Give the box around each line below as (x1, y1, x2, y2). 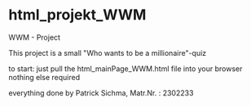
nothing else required (8, 72, 80, 82)
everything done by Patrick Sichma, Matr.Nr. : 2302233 (8, 87, 194, 98)
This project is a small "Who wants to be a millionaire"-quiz (8, 48, 207, 57)
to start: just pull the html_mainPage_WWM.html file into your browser (8, 63, 243, 74)
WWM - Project (8, 32, 61, 42)
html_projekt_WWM (8, 6, 147, 24)
